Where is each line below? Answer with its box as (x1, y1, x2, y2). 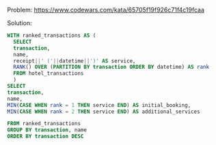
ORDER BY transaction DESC (7, 133, 84, 140)
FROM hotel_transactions (13, 70, 84, 77)
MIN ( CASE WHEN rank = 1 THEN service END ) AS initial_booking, (7, 101, 191, 108)
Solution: (7, 19, 32, 27)
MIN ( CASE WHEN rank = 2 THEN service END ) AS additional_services (7, 108, 200, 115)
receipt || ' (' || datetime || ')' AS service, (13, 57, 136, 64)
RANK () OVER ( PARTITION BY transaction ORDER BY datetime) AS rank (13, 64, 210, 71)
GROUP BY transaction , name (7, 127, 87, 133)
